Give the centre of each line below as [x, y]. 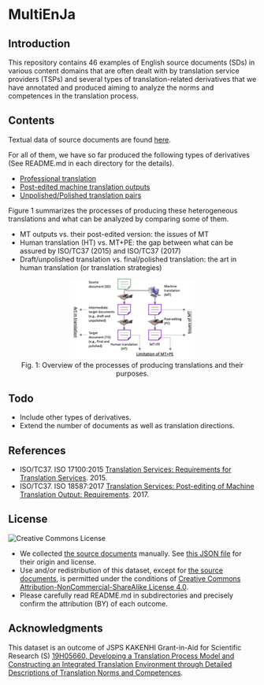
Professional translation [58, 178]
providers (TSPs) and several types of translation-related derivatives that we [132, 79]
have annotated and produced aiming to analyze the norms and [111, 87]
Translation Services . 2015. [63, 478]
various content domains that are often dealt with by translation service [124, 71]
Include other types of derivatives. [75, 417]
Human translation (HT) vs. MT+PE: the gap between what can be [126, 243]
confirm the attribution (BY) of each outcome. [93, 603]
